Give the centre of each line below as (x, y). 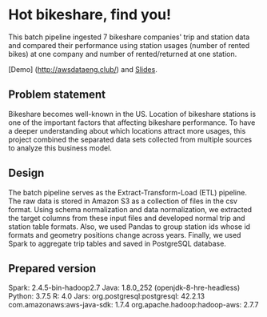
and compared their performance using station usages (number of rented (129, 45)
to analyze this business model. (60, 148)
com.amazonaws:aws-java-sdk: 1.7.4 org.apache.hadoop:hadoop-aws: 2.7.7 (133, 305)
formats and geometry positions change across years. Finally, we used (125, 235)
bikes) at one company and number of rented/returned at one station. (123, 54)
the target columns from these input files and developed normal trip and (127, 218)
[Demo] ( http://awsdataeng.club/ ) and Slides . (83, 69)
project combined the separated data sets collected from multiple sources (130, 139)
